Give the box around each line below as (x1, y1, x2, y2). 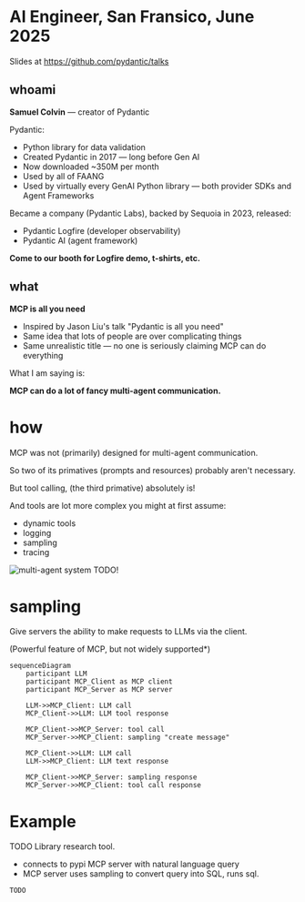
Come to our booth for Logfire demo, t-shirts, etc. (9, 252, 201, 263)
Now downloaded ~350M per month (22, 161, 159, 172)
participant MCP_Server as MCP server (25, 685, 173, 694)
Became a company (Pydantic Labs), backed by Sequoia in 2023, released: (9, 208, 291, 218)
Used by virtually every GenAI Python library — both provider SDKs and (22, 180, 292, 191)
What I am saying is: (9, 367, 86, 379)
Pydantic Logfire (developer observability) (22, 225, 181, 236)
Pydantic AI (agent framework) (22, 235, 138, 246)
